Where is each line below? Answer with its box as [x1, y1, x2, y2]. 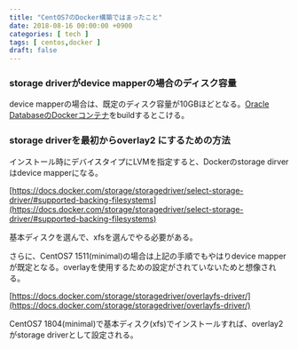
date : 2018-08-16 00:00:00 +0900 [9, 21, 133, 30]
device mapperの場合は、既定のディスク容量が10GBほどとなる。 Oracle [9, 99, 270, 109]
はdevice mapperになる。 [9, 167, 104, 178]
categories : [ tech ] [9, 29, 90, 38]
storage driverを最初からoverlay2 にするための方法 [9, 134, 231, 147]
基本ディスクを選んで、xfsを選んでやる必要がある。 [9, 232, 198, 242]
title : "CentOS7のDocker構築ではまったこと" [9, 12, 162, 22]
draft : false [9, 46, 58, 55]
